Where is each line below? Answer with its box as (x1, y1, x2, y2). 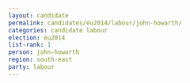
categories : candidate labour (8, 26, 108, 34)
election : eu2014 (8, 33, 66, 42)
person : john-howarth (8, 48, 80, 56)
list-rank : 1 (8, 41, 51, 49)
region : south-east (8, 56, 73, 64)
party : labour (8, 63, 55, 71)
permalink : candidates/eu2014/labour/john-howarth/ (8, 19, 182, 27)
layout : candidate (8, 11, 69, 20)
